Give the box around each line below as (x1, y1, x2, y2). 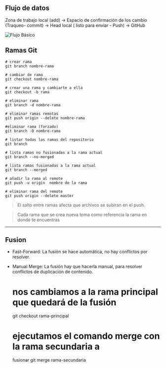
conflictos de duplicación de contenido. (12, 269, 93, 275)
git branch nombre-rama (5, 64, 54, 69)
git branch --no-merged (5, 154, 54, 160)
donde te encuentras (17, 217, 60, 223)
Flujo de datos (5, 4, 49, 12)
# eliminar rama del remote (5, 189, 63, 194)
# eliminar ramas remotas (5, 111, 58, 116)
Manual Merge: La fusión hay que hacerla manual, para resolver (12, 264, 142, 270)
